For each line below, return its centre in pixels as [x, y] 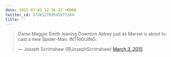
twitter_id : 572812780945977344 [40, 15]
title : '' [16, 19]
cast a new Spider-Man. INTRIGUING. [57, 39]
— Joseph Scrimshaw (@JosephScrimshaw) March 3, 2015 [80, 49]
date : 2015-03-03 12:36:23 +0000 [41, 10]
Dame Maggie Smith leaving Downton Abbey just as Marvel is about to [92, 34]
